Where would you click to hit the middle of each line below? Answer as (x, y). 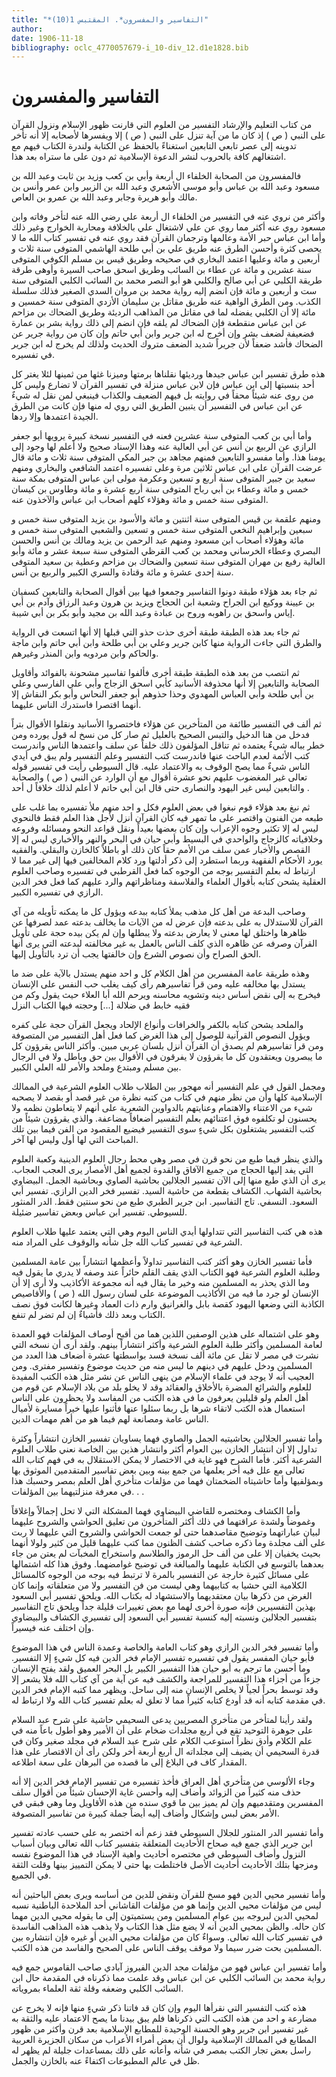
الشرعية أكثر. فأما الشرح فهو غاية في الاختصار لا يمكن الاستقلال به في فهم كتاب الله (167, 1460)
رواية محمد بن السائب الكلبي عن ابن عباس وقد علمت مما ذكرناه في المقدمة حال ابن (168, 1978)
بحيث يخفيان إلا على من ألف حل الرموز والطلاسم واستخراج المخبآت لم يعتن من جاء (166, 1553)
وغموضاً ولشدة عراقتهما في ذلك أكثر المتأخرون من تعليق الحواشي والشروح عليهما (163, 1522)
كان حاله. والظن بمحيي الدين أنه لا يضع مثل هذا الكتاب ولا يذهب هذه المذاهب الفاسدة (168, 1927)
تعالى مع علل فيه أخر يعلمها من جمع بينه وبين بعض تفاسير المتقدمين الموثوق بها (158, 1470)
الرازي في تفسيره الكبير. (57, 892)
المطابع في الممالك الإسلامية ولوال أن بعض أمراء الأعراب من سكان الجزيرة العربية (164, 2040)
